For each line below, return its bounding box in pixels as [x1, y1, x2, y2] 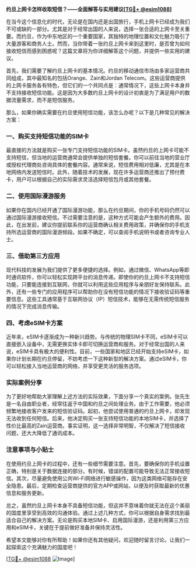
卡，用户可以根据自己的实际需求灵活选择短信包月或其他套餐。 [6, 176, 155, 183]
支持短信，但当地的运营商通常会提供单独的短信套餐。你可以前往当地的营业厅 [6, 154, 190, 161]
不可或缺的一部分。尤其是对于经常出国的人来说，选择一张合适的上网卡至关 [6, 26, 185, 32]
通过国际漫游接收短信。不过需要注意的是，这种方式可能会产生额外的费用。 [6, 214, 185, 221]
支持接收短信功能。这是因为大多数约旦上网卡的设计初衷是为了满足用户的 [10, 89, 185, 96]
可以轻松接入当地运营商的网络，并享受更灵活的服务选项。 [6, 362, 144, 369]
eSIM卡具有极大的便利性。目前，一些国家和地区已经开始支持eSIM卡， [16, 348, 184, 355]
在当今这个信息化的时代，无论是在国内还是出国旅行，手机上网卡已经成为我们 [6, 18, 190, 25]
